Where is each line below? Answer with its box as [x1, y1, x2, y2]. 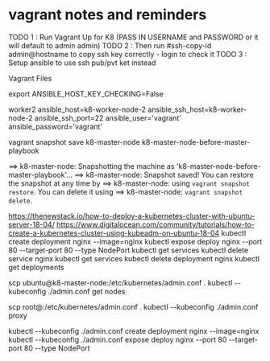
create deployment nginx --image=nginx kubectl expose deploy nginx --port [8, 236, 263, 246]
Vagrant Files [8, 73, 52, 83]
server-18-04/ [8, 219, 55, 229]
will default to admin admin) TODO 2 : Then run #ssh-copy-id [8, 40, 212, 50]
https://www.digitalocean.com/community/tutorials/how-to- [56, 219, 255, 229]
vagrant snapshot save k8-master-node [8, 137, 141, 146]
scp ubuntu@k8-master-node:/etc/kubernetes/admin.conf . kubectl [8, 277, 233, 287]
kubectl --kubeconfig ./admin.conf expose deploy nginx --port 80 [8, 334, 227, 344]
